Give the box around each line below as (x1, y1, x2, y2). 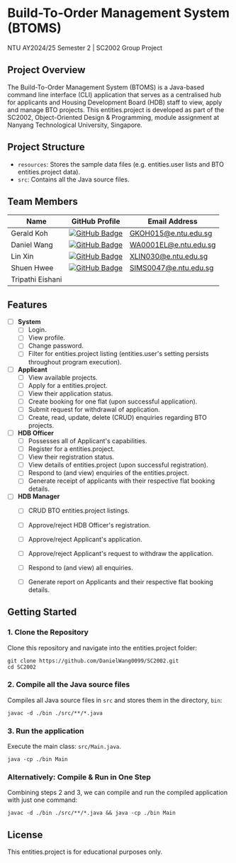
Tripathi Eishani (11, 274, 62, 284)
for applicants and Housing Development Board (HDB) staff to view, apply (7, 98, 223, 106)
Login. (28, 325, 47, 334)
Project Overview (7, 64, 86, 76)
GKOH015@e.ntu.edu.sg (129, 228, 213, 238)
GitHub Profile (71, 216, 120, 226)
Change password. (28, 342, 84, 350)
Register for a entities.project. (28, 445, 116, 453)
